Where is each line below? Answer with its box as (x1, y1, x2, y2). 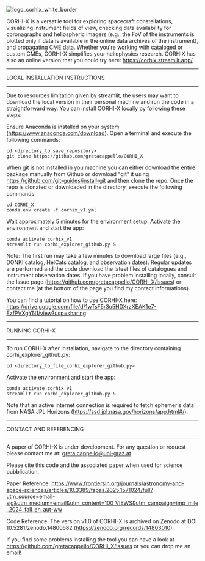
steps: (6, 111, 22, 119)
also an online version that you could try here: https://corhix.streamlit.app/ (6, 57, 193, 64)
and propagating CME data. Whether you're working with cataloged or (6, 43, 183, 51)
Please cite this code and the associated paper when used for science (6, 461, 183, 469)
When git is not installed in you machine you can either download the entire (6, 164, 196, 171)
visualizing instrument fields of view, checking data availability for (6, 24, 171, 31)
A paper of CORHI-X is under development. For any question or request (6, 443, 186, 450)
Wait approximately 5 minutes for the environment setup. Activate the (6, 218, 181, 225)
